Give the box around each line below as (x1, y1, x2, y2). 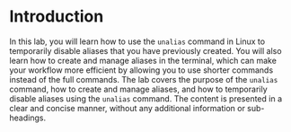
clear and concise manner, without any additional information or (9, 102, 245, 113)
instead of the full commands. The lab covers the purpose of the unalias (9, 74, 278, 84)
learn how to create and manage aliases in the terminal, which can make (9, 55, 277, 66)
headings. (9, 112, 47, 123)
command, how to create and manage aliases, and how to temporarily (9, 84, 268, 94)
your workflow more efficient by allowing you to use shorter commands (9, 65, 274, 75)
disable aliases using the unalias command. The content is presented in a (9, 92, 283, 104)
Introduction (9, 6, 104, 27)
